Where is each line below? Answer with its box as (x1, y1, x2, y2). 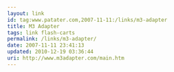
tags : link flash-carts (7, 29, 76, 36)
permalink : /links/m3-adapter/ (7, 36, 97, 43)
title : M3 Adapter (7, 23, 60, 29)
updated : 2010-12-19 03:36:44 (7, 49, 94, 56)
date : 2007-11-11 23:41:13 (7, 42, 85, 49)
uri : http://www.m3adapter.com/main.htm (7, 55, 125, 62)
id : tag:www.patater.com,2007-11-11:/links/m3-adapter (7, 16, 168, 23)
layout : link (7, 10, 45, 17)
